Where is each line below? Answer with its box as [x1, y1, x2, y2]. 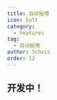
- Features [13, 29, 45, 37]
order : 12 [7, 55, 36, 62]
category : [7, 23, 36, 30]
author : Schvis [7, 49, 51, 56]
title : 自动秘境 [7, 10, 49, 17]
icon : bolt [7, 17, 38, 23]
